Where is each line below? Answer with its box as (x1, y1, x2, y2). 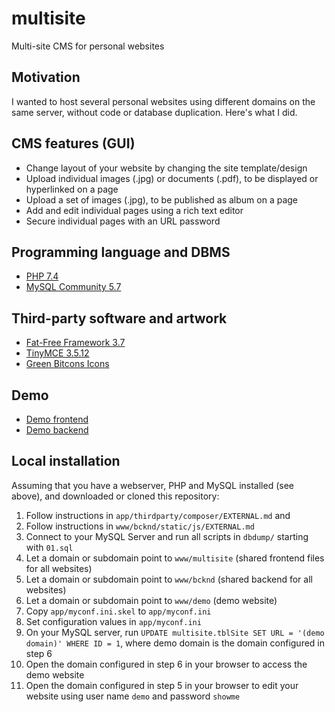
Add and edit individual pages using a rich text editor (25, 204, 244, 216)
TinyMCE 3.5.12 (25, 347, 90, 359)
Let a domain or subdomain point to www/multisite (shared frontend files (25, 552, 325, 564)
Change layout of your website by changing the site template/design (25, 162, 308, 174)
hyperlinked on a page (25, 183, 119, 195)
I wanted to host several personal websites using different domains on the (11, 95, 316, 107)
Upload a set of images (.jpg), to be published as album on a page (25, 193, 299, 206)
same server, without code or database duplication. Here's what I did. (11, 106, 298, 118)
